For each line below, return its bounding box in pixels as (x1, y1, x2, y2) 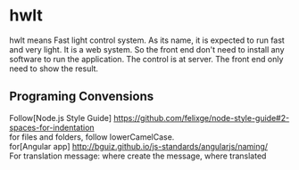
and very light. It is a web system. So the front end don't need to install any (9, 44, 285, 54)
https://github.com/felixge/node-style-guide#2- (113, 112, 290, 123)
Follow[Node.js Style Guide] (9, 112, 112, 123)
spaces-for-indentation (9, 122, 96, 133)
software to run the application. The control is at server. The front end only (9, 53, 284, 64)
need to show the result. (9, 63, 99, 74)
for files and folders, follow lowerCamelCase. (9, 131, 175, 142)
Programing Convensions (9, 89, 154, 104)
